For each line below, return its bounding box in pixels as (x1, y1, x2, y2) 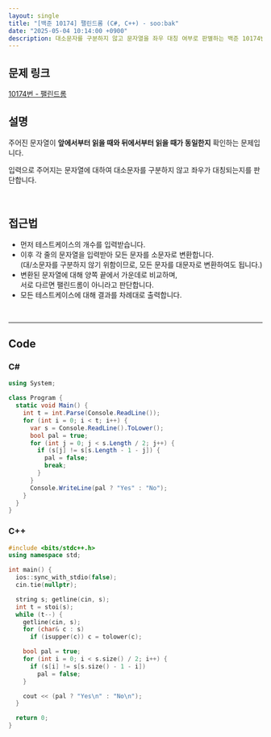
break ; (44, 461, 67, 470)
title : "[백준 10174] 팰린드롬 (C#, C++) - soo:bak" (8, 19, 179, 27)
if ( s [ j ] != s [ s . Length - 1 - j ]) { (37, 447, 161, 455)
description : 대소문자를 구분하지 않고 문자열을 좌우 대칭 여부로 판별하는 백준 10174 (8, 34, 261, 43)
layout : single (8, 11, 60, 20)
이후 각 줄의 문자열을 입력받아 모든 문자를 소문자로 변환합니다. (19, 249, 215, 259)
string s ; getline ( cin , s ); (15, 595, 110, 603)
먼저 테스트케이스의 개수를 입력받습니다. (19, 239, 146, 249)
